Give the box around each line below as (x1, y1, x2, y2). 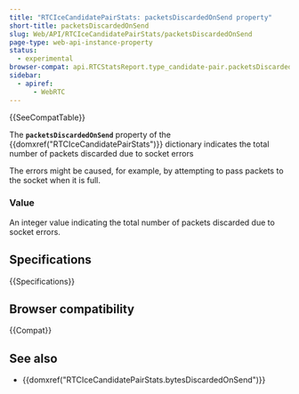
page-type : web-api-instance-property (9, 37, 153, 47)
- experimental (17, 54, 74, 63)
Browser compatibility (9, 302, 135, 317)
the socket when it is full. (9, 174, 101, 185)
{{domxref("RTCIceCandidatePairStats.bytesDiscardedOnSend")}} (21, 374, 266, 385)
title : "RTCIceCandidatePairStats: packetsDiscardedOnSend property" (9, 12, 273, 22)
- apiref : (17, 79, 53, 88)
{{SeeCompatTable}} (9, 112, 86, 123)
